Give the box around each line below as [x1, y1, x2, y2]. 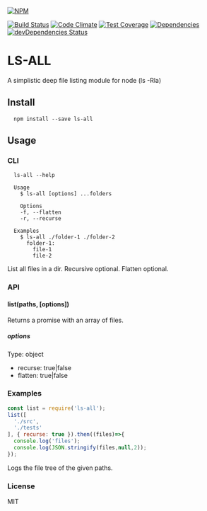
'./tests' [13, 425, 42, 432]
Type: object [7, 350, 44, 358]
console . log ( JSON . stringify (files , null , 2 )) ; [13, 444, 147, 452]
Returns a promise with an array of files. [7, 316, 124, 324]
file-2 [32, 252, 52, 260]
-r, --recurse [20, 215, 61, 222]
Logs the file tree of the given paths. [7, 464, 113, 472]
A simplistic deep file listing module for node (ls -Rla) [7, 76, 162, 84]
